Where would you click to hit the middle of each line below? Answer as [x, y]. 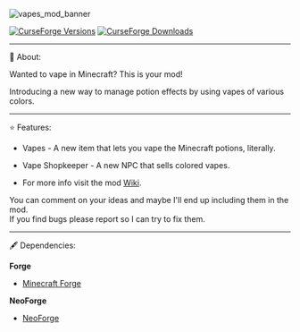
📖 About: [25, 57]
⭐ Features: [30, 127]
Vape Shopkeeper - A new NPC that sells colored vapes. [126, 165]
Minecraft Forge [52, 283]
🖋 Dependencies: [42, 245]
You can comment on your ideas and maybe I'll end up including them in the [149, 200]
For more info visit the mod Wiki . [82, 183]
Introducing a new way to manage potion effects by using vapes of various [146, 91]
